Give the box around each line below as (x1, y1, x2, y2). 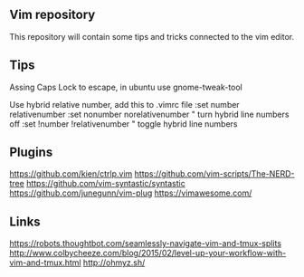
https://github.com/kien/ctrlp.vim (9, 168, 133, 179)
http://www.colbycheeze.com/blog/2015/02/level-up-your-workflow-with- (9, 248, 287, 259)
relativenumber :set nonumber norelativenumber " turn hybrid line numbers (9, 109, 290, 119)
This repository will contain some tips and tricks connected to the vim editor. (9, 31, 295, 42)
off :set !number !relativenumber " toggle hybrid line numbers (9, 118, 238, 129)
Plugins (9, 145, 53, 160)
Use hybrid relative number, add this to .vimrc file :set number (9, 99, 240, 110)
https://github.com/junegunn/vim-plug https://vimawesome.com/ (9, 187, 252, 198)
